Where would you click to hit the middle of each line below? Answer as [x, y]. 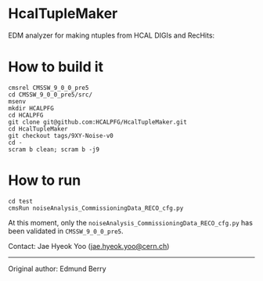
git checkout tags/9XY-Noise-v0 [61, 135]
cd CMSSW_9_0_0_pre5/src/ [50, 95]
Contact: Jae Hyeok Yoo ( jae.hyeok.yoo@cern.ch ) [89, 246]
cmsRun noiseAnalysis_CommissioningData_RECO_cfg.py [96, 208]
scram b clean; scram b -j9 [54, 150]
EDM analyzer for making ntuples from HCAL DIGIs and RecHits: [112, 35]
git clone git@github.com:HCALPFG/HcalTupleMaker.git [98, 122]
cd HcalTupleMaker [38, 129]
